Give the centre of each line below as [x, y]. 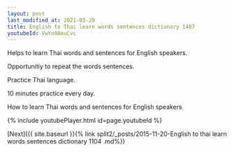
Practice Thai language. [41, 80]
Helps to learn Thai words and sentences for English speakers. [97, 53]
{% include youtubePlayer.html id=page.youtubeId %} [85, 121]
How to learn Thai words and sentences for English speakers [95, 107]
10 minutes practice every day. [51, 93]
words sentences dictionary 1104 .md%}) [66, 142]
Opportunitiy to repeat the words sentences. [71, 66]
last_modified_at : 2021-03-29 [51, 20]
